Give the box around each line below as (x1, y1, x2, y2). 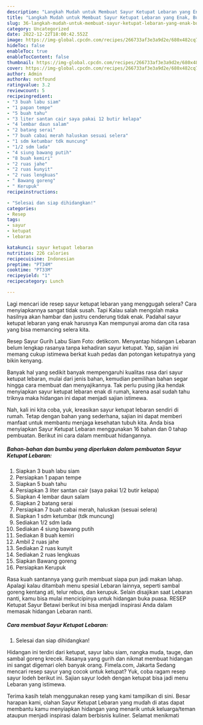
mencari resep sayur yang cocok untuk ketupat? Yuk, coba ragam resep (7, 668, 186, 675)
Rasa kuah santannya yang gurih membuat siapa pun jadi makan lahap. (7, 576, 183, 583)
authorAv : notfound (7, 76, 56, 82)
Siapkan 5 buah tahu (15, 480, 67, 487)
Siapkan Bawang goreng (15, 557, 77, 565)
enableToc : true (7, 48, 48, 54)
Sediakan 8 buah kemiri (15, 531, 75, 539)
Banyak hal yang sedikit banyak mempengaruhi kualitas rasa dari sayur (7, 369, 183, 376)
